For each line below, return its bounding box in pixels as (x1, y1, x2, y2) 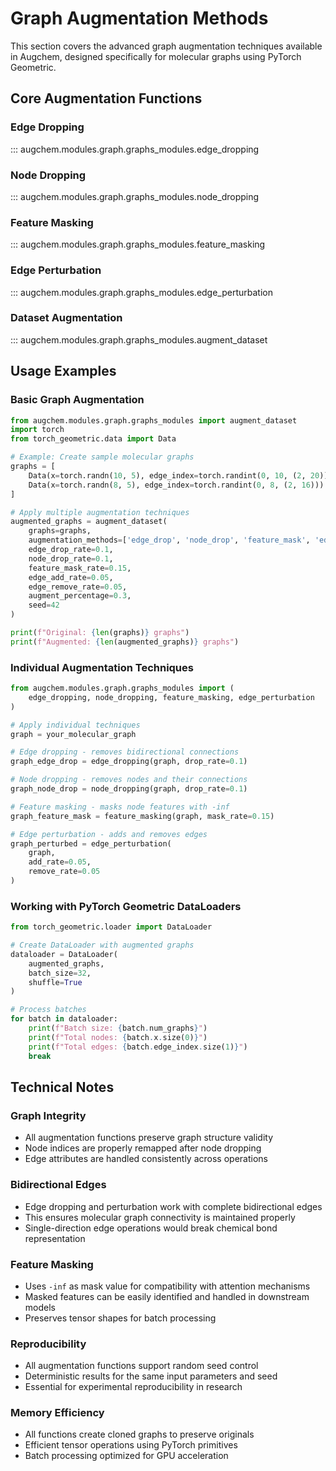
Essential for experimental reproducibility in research (24, 1381, 243, 1393)
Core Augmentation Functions (10, 90, 203, 107)
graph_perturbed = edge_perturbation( (10, 838, 172, 849)
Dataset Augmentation (10, 311, 123, 325)
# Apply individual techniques (10, 720, 141, 730)
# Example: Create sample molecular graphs (10, 452, 195, 462)
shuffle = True (28, 977, 83, 987)
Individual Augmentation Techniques (10, 660, 194, 674)
